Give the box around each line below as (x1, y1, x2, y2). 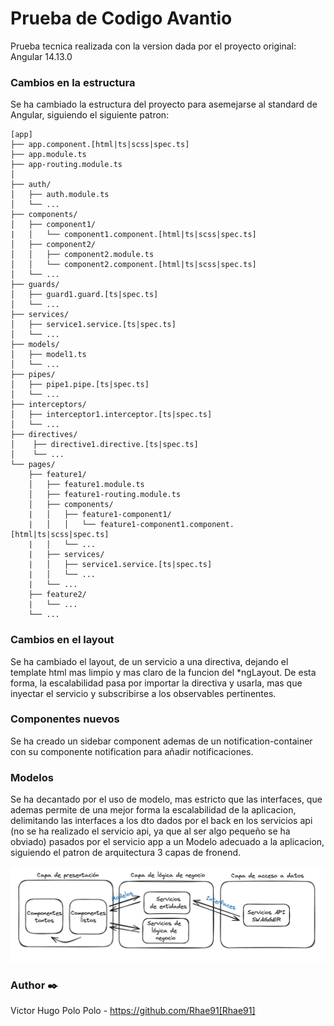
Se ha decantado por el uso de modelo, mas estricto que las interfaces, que (10, 793, 323, 806)
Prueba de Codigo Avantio (10, 7, 233, 30)
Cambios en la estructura (10, 75, 136, 89)
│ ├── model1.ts (10, 350, 87, 360)
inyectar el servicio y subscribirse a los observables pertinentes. (10, 687, 277, 699)
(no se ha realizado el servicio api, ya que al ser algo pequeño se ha (10, 825, 291, 837)
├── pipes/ (10, 370, 56, 380)
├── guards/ (10, 280, 60, 290)
